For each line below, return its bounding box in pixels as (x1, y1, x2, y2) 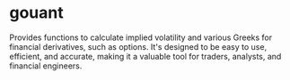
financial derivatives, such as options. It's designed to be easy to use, (9, 41, 268, 52)
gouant (9, 3, 65, 23)
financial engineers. (9, 60, 83, 71)
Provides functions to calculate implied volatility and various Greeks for (9, 32, 273, 43)
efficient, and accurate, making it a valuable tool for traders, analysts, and (9, 51, 282, 61)
